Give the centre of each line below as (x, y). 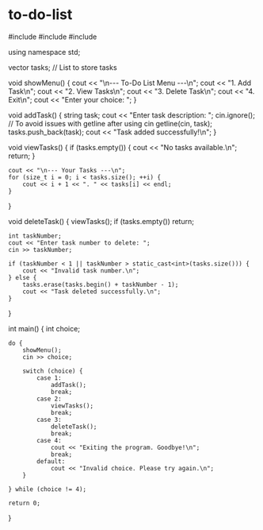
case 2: (49, 399)
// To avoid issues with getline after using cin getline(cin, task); (110, 123)
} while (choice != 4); (48, 489)
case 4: (49, 440)
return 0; (25, 503)
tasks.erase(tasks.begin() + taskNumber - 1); (101, 284)
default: (51, 461)
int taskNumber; (35, 236)
